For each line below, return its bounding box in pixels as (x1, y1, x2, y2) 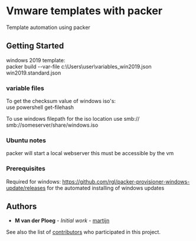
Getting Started (6, 41, 64, 51)
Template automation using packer (6, 24, 90, 31)
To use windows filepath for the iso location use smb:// (6, 115, 140, 123)
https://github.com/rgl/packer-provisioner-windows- (61, 178, 190, 185)
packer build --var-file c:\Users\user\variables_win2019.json (6, 63, 152, 70)
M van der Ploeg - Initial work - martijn (14, 217, 110, 224)
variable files (6, 84, 44, 92)
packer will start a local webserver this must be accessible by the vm (6, 150, 174, 157)
